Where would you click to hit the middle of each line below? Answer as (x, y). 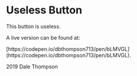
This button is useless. (33, 26)
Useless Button (44, 10)
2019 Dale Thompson (32, 66)
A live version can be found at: (43, 37)
